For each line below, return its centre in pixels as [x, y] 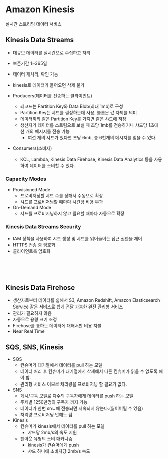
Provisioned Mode [31, 190]
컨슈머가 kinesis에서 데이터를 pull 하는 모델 [62, 426]
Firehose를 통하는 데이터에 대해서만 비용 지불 [57, 326]
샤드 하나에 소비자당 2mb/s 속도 [59, 451]
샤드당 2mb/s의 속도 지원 [52, 432]
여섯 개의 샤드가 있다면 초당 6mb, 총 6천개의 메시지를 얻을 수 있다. [92, 137]
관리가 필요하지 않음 [32, 313]
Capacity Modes [26, 179]
